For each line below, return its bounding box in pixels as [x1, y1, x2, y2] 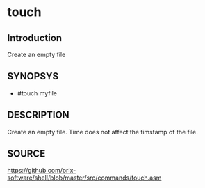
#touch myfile [17, 88, 58, 97]
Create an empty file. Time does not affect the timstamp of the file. [7, 127, 198, 136]
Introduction [7, 32, 63, 44]
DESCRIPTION [7, 109, 69, 121]
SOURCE [7, 148, 46, 160]
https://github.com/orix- [7, 166, 76, 175]
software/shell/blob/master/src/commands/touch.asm [7, 173, 162, 182]
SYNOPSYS [7, 70, 59, 82]
